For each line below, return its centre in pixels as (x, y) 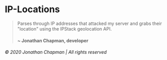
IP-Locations (32, 9)
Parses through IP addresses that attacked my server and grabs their (90, 23)
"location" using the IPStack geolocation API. (64, 28)
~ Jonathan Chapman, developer (53, 40)
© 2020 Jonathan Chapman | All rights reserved (56, 52)
